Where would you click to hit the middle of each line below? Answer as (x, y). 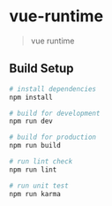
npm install (31, 97)
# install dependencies (53, 89)
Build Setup (41, 69)
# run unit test (39, 186)
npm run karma (35, 194)
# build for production (53, 137)
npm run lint (33, 170)
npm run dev (31, 121)
